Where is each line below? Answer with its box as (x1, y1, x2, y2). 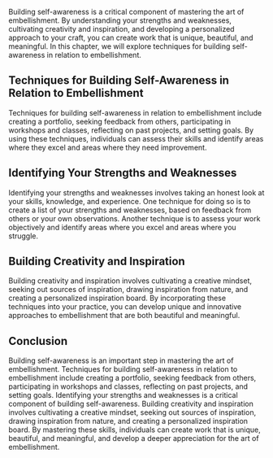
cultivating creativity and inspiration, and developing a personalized (8, 24, 235, 33)
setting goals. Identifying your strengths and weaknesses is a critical (8, 390, 238, 400)
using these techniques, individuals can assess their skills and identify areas (8, 133, 264, 143)
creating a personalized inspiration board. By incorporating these (8, 293, 226, 303)
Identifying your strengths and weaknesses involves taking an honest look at (8, 187, 265, 198)
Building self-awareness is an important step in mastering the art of (8, 355, 234, 365)
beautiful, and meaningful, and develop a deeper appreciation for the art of (8, 434, 259, 443)
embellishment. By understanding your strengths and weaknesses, (8, 15, 232, 25)
